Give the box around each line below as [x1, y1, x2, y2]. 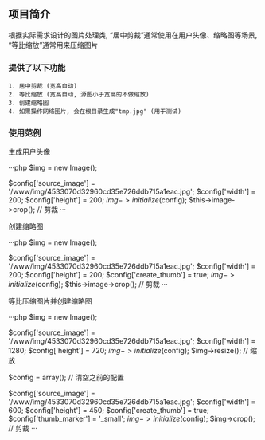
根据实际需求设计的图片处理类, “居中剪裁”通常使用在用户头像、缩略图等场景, [8, 30, 258, 40]
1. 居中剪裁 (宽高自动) [8, 82, 78, 90]
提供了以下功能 [8, 62, 66, 73]
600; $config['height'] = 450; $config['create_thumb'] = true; [8, 406, 209, 415]
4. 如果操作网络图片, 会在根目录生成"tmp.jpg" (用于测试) [8, 108, 181, 116]
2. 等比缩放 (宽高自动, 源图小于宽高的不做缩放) [8, 91, 150, 99]
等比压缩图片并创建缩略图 [8, 297, 92, 306]
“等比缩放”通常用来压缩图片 [8, 40, 99, 49]
